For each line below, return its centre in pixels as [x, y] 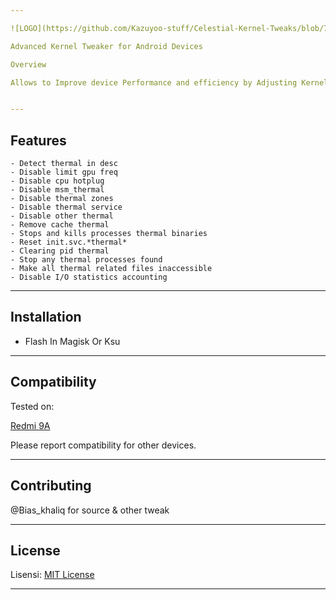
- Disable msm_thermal [57, 190]
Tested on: [32, 406]
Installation [46, 317]
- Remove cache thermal [60, 225]
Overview [28, 64]
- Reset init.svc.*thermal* [69, 242]
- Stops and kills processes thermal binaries [109, 234]
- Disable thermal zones [62, 199]
